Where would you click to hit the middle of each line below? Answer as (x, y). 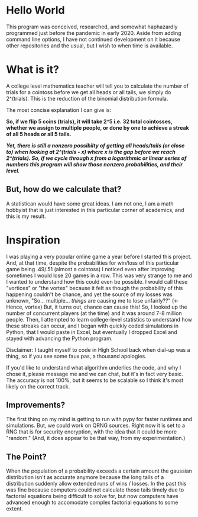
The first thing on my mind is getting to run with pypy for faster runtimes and (99, 419)
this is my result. (26, 216)
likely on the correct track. (38, 386)
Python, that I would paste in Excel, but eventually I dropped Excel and (92, 332)
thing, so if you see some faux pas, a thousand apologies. (76, 356)
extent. (15, 509)
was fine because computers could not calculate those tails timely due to (95, 490)
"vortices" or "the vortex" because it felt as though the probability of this (95, 288)
